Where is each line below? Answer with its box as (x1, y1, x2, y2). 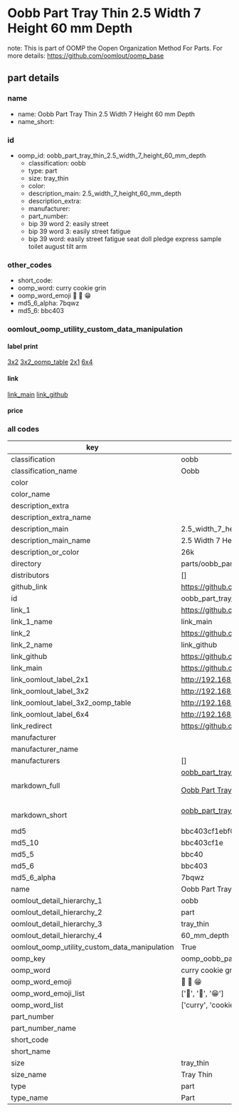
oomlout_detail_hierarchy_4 (11, 931, 102, 941)
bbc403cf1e (181, 838, 224, 848)
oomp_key (11, 954, 46, 964)
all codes (7, 424, 40, 434)
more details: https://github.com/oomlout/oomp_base (7, 51, 164, 60)
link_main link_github (7, 390, 69, 399)
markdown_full (11, 781, 60, 791)
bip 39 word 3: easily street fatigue (28, 227, 131, 235)
